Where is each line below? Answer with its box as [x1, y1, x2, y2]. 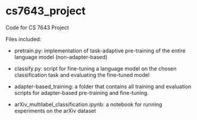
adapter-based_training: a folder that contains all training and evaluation [14, 82, 192, 90]
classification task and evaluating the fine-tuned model [14, 71, 150, 78]
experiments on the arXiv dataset [14, 107, 96, 114]
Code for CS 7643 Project [5, 24, 69, 31]
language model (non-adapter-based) [14, 53, 108, 60]
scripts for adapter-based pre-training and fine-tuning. [14, 89, 149, 96]
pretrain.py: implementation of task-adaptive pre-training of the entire [14, 47, 186, 54]
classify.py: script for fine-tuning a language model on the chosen [14, 64, 177, 72]
